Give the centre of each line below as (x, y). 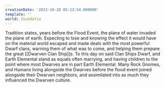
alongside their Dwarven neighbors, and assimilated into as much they (77, 75)
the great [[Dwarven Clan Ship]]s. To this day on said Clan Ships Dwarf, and (83, 54)
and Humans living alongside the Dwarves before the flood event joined (79, 70)
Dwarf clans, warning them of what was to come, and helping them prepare (82, 49)
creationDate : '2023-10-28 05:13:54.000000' (52, 10)
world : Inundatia (23, 19)
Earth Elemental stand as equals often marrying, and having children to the (82, 59)
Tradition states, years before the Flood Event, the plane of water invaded (81, 33)
